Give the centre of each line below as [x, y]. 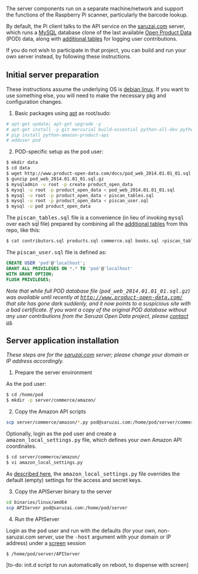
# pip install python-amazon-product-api [58, 135]
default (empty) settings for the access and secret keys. [74, 480]
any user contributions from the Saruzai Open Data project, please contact [97, 316]
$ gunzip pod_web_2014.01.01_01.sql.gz [55, 179]
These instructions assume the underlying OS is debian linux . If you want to [98, 89]
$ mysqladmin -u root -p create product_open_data [70, 184]
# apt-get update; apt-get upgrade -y [54, 124]
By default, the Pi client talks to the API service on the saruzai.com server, [96, 26]
